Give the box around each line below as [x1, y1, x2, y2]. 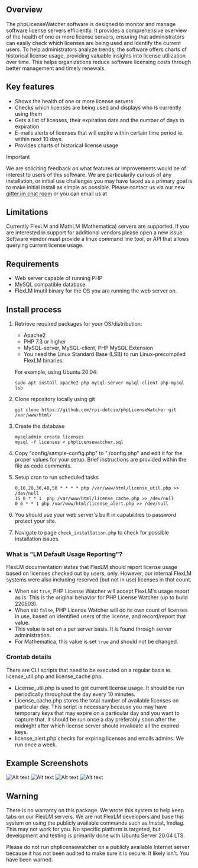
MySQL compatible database [14, 281, 86, 288]
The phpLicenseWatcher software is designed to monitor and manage [6, 20, 176, 27]
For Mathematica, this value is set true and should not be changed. [14, 638, 178, 646]
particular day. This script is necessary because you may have [14, 703, 167, 710]
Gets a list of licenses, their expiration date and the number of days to [14, 116, 185, 123]
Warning [6, 791, 38, 801]
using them [14, 110, 43, 117]
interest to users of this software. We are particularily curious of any [6, 171, 172, 178]
